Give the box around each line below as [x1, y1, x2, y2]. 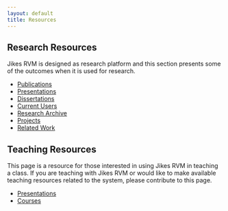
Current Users [16, 102, 58, 110]
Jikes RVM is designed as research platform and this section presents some [7, 59, 221, 68]
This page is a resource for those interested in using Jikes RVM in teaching [7, 162, 218, 170]
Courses [16, 197, 41, 205]
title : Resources [7, 16, 57, 23]
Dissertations [16, 95, 55, 103]
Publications [16, 80, 53, 89]
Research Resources [7, 42, 97, 53]
